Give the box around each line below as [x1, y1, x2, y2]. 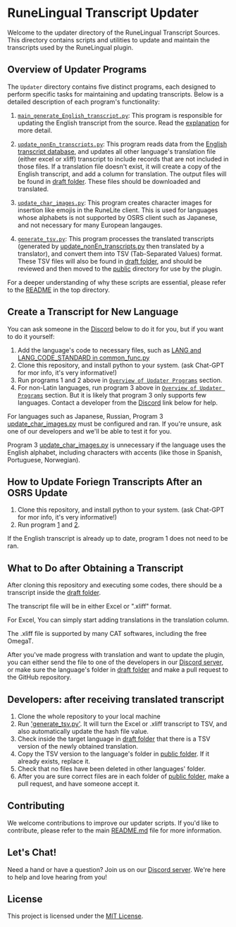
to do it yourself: [7, 332, 55, 340]
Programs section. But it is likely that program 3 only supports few [17, 391, 206, 399]
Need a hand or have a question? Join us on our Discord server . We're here [7, 865, 226, 873]
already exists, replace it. [17, 757, 90, 766]
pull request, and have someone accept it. [17, 780, 139, 787]
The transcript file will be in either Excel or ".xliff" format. [7, 602, 172, 610]
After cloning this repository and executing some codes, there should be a [7, 581, 223, 589]
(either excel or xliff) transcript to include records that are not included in [17, 154, 229, 163]
